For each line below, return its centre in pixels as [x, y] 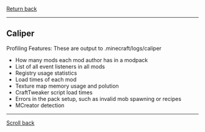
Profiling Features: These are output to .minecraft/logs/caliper [84, 48]
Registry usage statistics [46, 73]
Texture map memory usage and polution [67, 86]
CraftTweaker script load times [54, 92]
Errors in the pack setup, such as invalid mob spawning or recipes [98, 99]
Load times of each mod [46, 79]
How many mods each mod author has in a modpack [81, 60]
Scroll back [20, 123]
